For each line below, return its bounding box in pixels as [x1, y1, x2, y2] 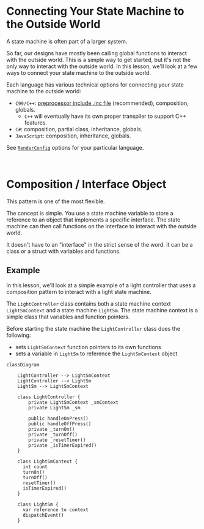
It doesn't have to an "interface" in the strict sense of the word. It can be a [6, 241, 194, 248]
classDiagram [6, 361, 40, 368]
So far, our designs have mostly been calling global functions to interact [6, 49, 188, 56]
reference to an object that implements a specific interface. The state [6, 216, 181, 223]
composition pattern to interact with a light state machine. [6, 288, 151, 295]
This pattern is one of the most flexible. [6, 198, 105, 205]
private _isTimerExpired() [28, 442, 97, 449]
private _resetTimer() [28, 437, 86, 443]
